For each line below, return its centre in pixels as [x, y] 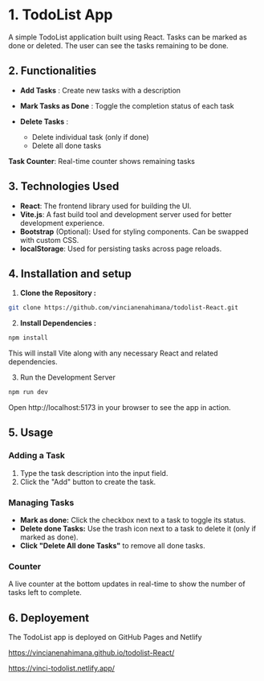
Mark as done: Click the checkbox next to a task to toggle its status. [133, 519]
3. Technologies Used [64, 187]
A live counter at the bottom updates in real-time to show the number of [127, 584]
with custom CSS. [49, 240]
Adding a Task [37, 456]
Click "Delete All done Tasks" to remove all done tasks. [113, 545]
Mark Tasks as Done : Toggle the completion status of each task [127, 105]
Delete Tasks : [44, 121]
